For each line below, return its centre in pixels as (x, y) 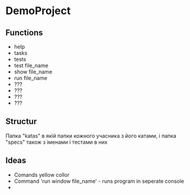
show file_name (33, 72)
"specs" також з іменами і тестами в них (56, 142)
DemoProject (38, 11)
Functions (24, 33)
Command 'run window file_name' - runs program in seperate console (99, 181)
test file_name (31, 65)
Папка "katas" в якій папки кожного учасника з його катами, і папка (91, 135)
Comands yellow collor (42, 174)
